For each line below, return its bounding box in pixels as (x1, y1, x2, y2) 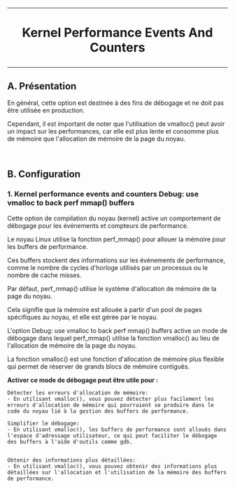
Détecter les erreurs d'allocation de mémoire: (7, 389, 149, 396)
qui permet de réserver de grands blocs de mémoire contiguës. (7, 362, 190, 371)
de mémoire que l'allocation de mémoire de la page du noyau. (7, 134, 185, 143)
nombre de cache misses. (7, 271, 82, 279)
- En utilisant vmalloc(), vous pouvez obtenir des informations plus (7, 462, 218, 469)
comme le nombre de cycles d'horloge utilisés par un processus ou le (7, 263, 208, 271)
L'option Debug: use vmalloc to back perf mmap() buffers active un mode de (7, 326, 228, 334)
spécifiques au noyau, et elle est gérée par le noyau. (7, 313, 159, 321)
